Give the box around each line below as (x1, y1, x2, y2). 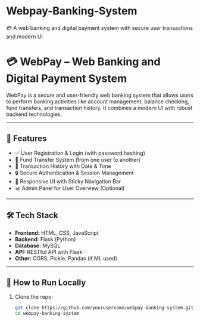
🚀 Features (6, 133, 47, 144)
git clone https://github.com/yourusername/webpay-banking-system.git (14, 305, 194, 311)
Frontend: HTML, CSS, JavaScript (14, 229, 99, 237)
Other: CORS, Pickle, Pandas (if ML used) (14, 254, 118, 262)
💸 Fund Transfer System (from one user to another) (14, 156, 141, 163)
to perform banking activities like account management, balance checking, (6, 97, 189, 105)
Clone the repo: (14, 293, 54, 300)
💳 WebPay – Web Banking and (6, 55, 161, 69)
